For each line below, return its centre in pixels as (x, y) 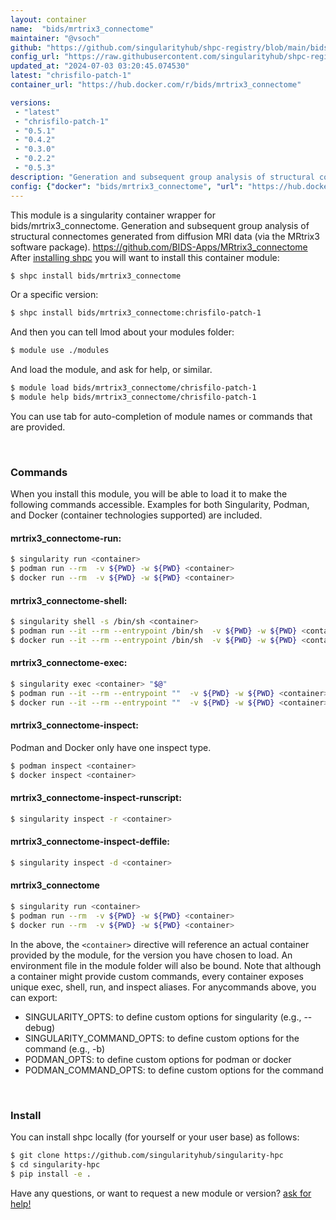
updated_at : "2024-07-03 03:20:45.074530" (100, 66)
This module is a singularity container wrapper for (113, 215)
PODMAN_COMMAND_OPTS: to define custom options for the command (174, 1070)
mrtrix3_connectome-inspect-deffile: (90, 842)
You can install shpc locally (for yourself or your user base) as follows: (155, 1137)
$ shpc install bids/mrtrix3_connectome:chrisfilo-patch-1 (136, 313)
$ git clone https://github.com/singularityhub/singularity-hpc (147, 1155)
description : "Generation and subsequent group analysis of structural (162, 177)
